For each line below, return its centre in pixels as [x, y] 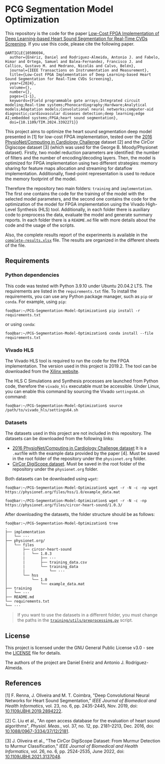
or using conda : [20, 324]
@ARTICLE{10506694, [25, 53]
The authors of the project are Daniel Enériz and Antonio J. [65, 662]
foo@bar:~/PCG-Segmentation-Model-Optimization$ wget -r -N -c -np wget [82, 488]
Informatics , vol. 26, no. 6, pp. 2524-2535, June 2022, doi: [65, 751]
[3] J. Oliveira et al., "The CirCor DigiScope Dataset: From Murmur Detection [83, 741]
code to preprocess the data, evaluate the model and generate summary [79, 214]
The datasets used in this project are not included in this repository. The [78, 433]
